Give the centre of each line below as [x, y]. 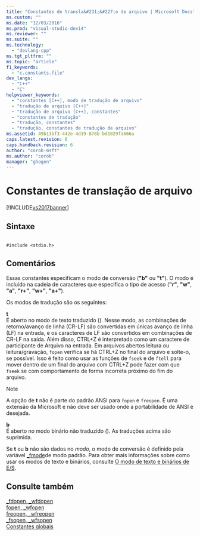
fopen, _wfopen [25, 507]
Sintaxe [21, 227]
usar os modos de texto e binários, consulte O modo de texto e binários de [98, 461]
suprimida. [19, 437]
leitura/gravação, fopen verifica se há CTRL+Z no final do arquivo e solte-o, [98, 352]
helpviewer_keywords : [33, 95]
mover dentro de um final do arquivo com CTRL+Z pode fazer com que [93, 364]
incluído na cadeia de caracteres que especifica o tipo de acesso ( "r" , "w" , [99, 284]
